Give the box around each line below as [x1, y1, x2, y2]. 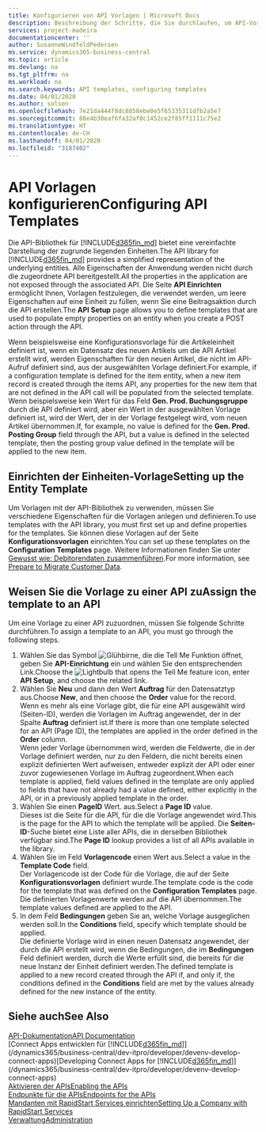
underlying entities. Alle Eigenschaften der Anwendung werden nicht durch [8, 263, 253, 273]
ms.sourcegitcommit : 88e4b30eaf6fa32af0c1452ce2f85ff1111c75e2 [8, 115, 222, 123]
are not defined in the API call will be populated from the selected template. [8, 388, 254, 397]
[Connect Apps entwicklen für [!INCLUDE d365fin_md [8, 1039, 182, 1049]
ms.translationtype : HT [8, 122, 87, 130]
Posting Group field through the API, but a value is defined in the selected [8, 430, 249, 439]
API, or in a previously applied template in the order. [19, 793, 189, 803]
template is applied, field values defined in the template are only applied [19, 777, 255, 786]
